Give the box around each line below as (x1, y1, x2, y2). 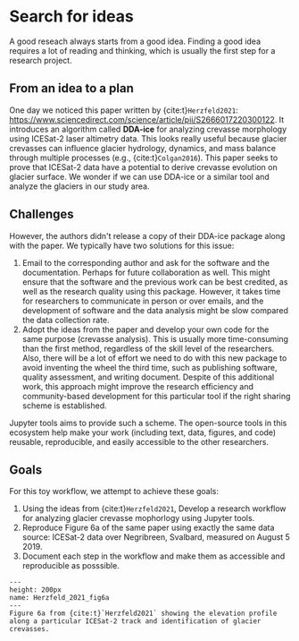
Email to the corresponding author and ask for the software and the (21, 257, 270, 268)
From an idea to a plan (9, 81, 134, 96)
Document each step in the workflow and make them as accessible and (21, 551, 286, 561)
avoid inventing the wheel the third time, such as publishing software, (21, 362, 278, 372)
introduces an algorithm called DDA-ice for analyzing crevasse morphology (9, 124, 287, 134)
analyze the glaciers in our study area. (9, 181, 150, 192)
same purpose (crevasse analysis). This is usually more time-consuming (21, 333, 288, 344)
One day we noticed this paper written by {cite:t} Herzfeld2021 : (9, 105, 238, 115)
